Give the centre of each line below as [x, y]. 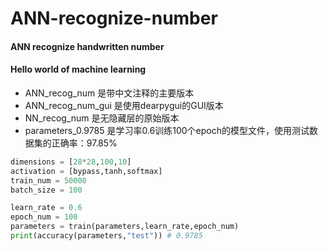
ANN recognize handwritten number [87, 46]
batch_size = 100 [46, 190]
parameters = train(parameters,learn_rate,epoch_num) [125, 227]
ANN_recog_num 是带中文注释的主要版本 [109, 93]
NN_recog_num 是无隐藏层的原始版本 [102, 118]
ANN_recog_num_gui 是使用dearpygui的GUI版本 [124, 105]
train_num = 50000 [48, 180]
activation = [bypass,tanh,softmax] [86, 171]
